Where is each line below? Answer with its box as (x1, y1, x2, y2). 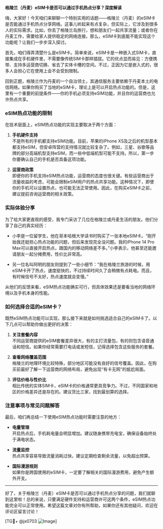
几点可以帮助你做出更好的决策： (9, 321, 73, 327)
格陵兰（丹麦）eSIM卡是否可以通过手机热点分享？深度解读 (5, 5, 122, 10)
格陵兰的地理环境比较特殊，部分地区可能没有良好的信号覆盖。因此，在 (12, 360, 153, 366)
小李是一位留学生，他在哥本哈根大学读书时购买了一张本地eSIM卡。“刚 (12, 233, 152, 239)
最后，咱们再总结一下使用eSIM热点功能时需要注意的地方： (5, 414, 122, 420)
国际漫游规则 (12, 463, 38, 469)
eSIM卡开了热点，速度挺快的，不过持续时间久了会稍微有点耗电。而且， (12, 267, 154, 273)
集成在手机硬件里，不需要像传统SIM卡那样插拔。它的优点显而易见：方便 (9, 56, 153, 61)
